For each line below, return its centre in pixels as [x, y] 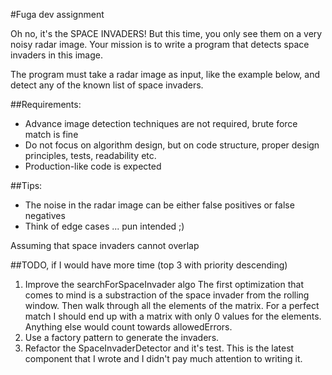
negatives [45, 215]
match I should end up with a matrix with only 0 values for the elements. [173, 316]
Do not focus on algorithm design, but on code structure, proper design [172, 145]
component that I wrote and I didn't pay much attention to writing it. [163, 358]
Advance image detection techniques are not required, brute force [161, 123]
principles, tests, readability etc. [90, 155]
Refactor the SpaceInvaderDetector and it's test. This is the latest [159, 348]
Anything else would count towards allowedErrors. [128, 327]
